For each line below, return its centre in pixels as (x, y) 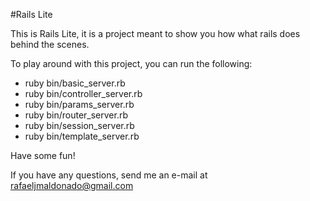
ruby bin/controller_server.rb (83, 93)
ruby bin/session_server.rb (79, 125)
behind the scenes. (50, 44)
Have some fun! (43, 155)
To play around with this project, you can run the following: (131, 63)
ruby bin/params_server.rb (79, 104)
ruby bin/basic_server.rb (75, 83)
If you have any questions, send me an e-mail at (109, 175)
